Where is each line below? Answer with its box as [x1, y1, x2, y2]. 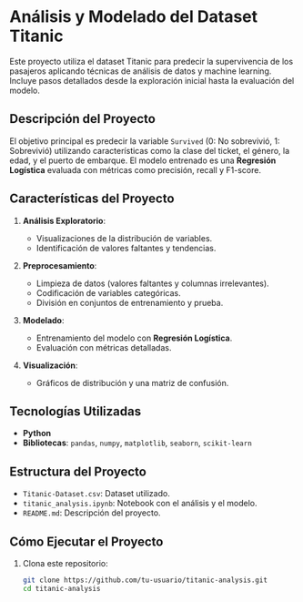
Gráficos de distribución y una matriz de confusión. [35, 377, 229, 388]
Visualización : [22, 360, 78, 371]
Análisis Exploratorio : [22, 215, 106, 226]
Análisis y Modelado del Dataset [9, 6, 258, 27]
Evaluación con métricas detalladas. [35, 342, 172, 352]
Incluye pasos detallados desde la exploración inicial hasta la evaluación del [9, 75, 295, 86]
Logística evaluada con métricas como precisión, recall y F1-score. [9, 164, 262, 175]
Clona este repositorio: [22, 558, 108, 568]
